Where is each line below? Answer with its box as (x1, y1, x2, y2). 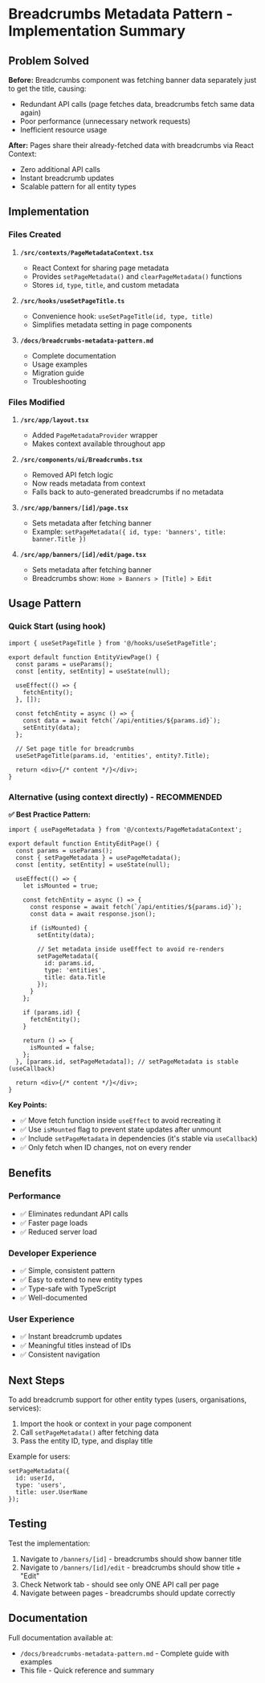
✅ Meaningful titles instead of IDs (19, 1341, 132, 1350)
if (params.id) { (22, 1008, 81, 1017)
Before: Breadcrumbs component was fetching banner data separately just (8, 76, 257, 84)
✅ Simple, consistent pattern (19, 1265, 116, 1275)
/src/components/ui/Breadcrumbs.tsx (19, 456, 143, 464)
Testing (8, 1517, 47, 1531)
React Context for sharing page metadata (31, 263, 169, 272)
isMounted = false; (29, 1043, 95, 1051)
